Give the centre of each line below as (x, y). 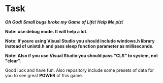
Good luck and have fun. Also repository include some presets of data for (80, 70)
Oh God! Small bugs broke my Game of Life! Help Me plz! (64, 22)
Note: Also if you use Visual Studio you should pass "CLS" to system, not (81, 55)
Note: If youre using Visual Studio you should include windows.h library (80, 41)
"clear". (13, 61)
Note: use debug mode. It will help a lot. (46, 31)
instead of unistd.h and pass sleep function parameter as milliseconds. (79, 46)
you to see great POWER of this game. (44, 75)
